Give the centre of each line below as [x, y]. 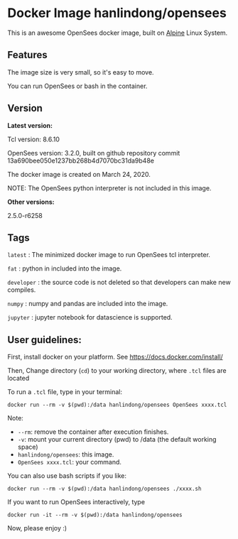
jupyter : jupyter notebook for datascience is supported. [90, 317]
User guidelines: [44, 340]
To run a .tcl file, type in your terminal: [65, 392]
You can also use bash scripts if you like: [67, 476]
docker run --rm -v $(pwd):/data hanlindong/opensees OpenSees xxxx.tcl [117, 405]
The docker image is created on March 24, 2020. [79, 174]
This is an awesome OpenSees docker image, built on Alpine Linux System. [118, 33]
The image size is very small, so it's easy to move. [81, 72]
